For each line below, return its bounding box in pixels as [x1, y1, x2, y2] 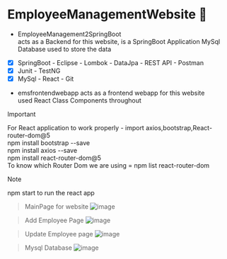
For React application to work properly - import [7, 124, 145, 132]
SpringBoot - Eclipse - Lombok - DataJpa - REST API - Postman [17, 58, 204, 67]
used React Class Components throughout [17, 96, 141, 105]
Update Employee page [24, 230, 93, 238]
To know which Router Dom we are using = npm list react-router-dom [7, 161, 210, 170]
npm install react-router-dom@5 [7, 154, 101, 162]
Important [7, 110, 36, 119]
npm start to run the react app [7, 189, 95, 197]
